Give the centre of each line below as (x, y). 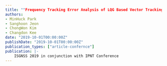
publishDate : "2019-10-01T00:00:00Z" (44, 42)
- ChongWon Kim (21, 28)
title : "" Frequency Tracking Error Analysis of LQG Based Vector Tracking (84, 10)
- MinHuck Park (21, 19)
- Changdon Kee (21, 33)
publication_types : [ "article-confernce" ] (50, 47)
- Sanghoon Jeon (22, 24)
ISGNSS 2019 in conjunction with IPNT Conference (67, 56)
